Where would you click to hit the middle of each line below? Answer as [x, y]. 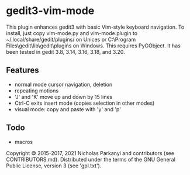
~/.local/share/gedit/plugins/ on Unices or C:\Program [71, 39]
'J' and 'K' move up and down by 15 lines [63, 97]
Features [23, 71]
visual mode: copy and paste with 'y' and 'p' [68, 109]
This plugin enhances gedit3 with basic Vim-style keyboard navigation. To [95, 27]
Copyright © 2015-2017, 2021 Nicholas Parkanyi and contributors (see [90, 153]
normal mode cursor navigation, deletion [63, 84]
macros [24, 142]
